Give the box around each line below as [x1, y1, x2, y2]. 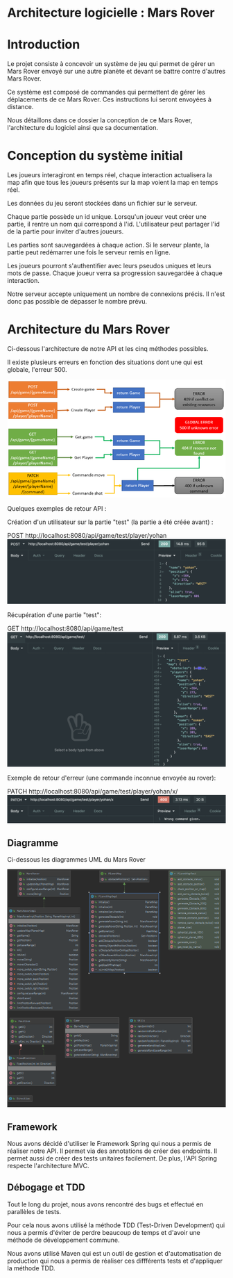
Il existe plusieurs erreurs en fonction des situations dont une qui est [7, 358, 203, 366]
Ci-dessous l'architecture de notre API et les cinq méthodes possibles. [7, 345, 209, 352]
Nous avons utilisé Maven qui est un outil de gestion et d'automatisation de [7, 1249, 222, 1257]
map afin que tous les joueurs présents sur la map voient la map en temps [7, 179, 218, 187]
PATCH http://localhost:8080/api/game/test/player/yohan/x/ [7, 787, 178, 795]
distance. [7, 103, 34, 111]
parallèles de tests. [7, 1207, 62, 1215]
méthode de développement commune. [7, 1236, 120, 1244]
